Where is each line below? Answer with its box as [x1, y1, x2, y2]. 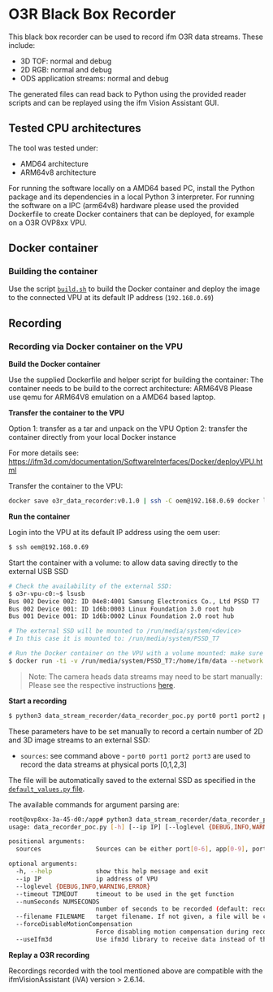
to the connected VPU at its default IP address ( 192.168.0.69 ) [8, 293, 214, 302]
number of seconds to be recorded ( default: [95, 905, 249, 913]
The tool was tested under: [8, 143, 99, 153]
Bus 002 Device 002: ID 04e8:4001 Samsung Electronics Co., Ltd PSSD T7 [8, 597, 260, 606]
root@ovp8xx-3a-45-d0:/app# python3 [8, 815, 132, 824]
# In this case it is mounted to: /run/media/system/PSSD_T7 [8, 635, 220, 643]
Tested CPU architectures [8, 121, 142, 135]
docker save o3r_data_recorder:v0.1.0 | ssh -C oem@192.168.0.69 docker [8, 497, 260, 505]
